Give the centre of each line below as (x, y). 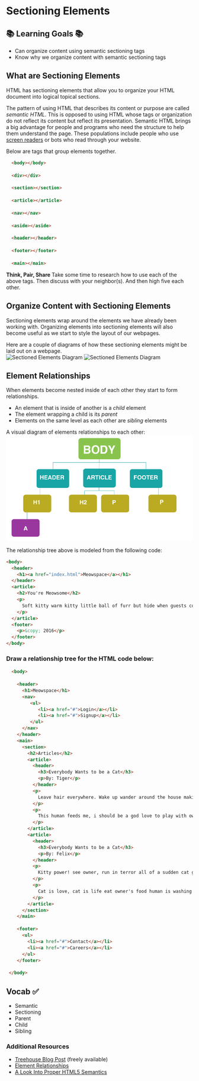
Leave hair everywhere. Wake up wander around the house (110, 797)
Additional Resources (38, 1046)
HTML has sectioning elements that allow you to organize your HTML (91, 90)
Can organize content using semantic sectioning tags (80, 51)
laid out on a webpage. (34, 351)
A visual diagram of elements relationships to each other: (76, 432)
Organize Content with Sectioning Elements (89, 306)
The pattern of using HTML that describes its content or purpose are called (98, 108)
